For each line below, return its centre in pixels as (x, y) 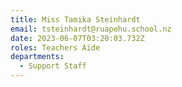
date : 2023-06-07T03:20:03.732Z (77, 38)
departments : (37, 57)
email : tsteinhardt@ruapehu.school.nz (91, 29)
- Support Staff (53, 66)
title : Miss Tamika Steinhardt (75, 19)
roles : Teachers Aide (55, 47)
